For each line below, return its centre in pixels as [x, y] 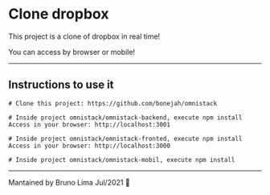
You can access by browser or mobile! [72, 52]
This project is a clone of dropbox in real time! [84, 36]
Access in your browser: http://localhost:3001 [90, 124]
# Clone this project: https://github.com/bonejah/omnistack [113, 103]
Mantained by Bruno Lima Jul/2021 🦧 [69, 182]
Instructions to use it [61, 85]
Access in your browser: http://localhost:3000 [90, 146]
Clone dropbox [59, 14]
